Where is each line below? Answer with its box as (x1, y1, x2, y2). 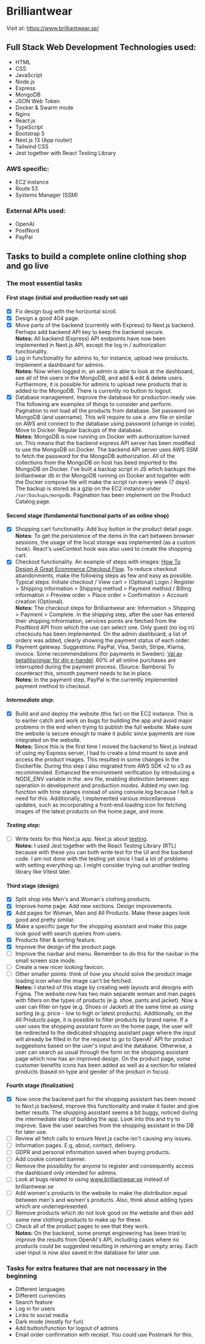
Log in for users (15, 1305, 56, 1312)
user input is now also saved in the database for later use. (15, 1249, 160, 1256)
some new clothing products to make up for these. (15, 1216, 142, 1223)
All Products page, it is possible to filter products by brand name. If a (15, 1015, 188, 1023)
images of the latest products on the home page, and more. (15, 807, 165, 815)
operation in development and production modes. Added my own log (15, 782, 189, 789)
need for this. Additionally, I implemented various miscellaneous (15, 794, 176, 802)
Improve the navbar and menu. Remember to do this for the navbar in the (15, 950, 199, 957)
